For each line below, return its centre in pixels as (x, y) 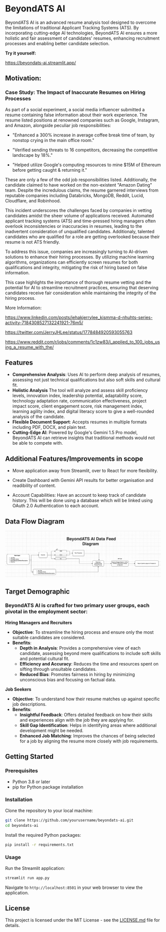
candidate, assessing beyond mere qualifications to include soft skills (90, 653)
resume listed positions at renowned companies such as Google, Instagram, (82, 120)
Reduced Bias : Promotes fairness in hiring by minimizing (77, 674)
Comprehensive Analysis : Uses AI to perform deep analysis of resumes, (86, 375)
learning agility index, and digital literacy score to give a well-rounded (83, 411)
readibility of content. (34, 486)
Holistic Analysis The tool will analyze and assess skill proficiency (80, 391)
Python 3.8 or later (31, 782)
